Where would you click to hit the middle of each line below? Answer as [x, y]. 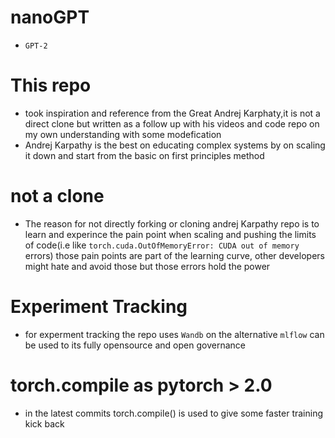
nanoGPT [50, 17]
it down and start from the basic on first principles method [144, 155]
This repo [51, 85]
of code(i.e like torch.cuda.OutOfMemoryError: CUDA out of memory [162, 245]
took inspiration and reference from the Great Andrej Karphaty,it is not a [172, 113]
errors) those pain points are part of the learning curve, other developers [174, 255]
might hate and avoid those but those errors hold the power [147, 266]
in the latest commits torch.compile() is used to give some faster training [174, 413]
